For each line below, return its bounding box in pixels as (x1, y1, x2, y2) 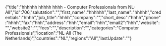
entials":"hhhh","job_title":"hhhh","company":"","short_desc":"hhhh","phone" (5, 15, 161, 20)
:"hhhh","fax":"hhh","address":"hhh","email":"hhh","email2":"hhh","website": (5, 20, 160, 25)
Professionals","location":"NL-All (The (5, 30, 82, 36)
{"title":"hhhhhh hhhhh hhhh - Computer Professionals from (5, 4, 127, 10)
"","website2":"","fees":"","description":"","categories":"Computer (5, 25, 139, 31)
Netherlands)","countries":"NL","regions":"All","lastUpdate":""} (5, 35, 132, 41)
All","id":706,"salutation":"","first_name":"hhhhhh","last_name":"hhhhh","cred (5, 9, 162, 15)
